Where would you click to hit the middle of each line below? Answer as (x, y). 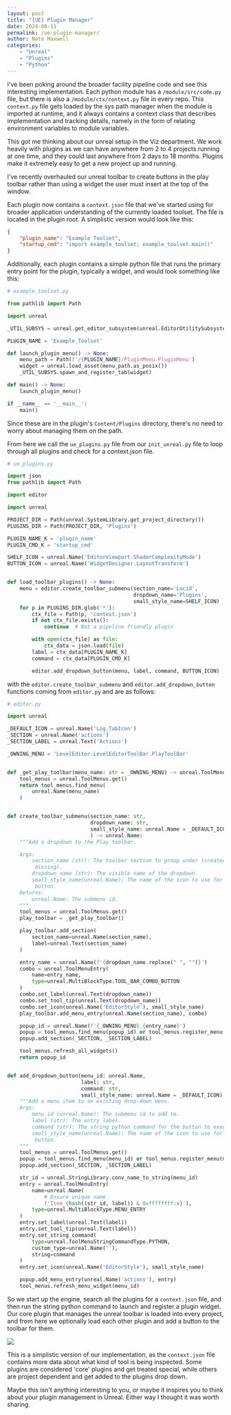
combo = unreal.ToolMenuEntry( (64, 969)
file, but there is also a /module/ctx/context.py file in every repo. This (106, 99)
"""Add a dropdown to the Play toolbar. (78, 842)
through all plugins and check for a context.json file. (81, 451)
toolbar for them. (31, 1328)
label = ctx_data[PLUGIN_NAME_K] (80, 652)
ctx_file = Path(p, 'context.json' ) (84, 614)
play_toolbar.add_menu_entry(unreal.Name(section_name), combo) (113, 1013)
